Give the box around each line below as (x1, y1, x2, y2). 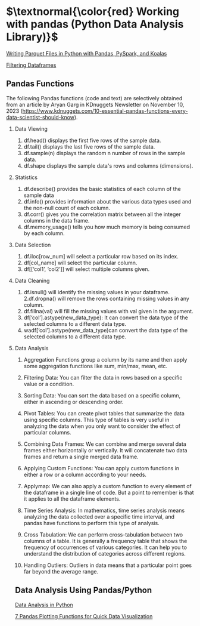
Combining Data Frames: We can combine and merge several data (23, 440, 186, 448)
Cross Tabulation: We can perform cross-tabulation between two (23, 531, 183, 538)
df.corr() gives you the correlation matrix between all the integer (23, 211, 182, 218)
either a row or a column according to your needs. (23, 471, 147, 478)
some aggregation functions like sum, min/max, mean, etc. (23, 362, 168, 369)
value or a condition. (23, 380, 74, 387)
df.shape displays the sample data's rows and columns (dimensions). (23, 162, 193, 169)
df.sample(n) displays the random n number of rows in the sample (23, 149, 186, 156)
